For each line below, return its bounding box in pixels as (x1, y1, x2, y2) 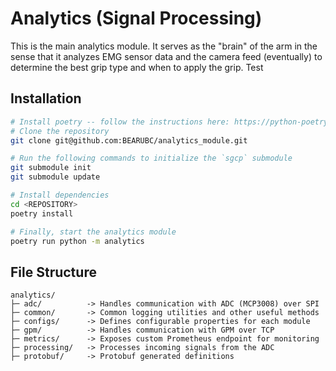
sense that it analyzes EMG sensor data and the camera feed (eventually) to (10, 50, 323, 62)
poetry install (10, 208, 74, 219)
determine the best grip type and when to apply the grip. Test (10, 61, 264, 73)
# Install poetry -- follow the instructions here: (10, 117, 230, 127)
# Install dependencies (10, 190, 110, 200)
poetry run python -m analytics (10, 236, 145, 246)
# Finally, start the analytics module (10, 227, 177, 237)
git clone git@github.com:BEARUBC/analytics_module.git (10, 135, 248, 146)
